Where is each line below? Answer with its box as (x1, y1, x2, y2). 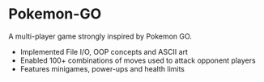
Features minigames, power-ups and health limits (19, 64, 185, 73)
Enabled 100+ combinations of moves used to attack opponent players (19, 55, 257, 65)
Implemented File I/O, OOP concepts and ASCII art (19, 47, 189, 56)
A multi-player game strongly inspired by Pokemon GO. (8, 31, 193, 41)
